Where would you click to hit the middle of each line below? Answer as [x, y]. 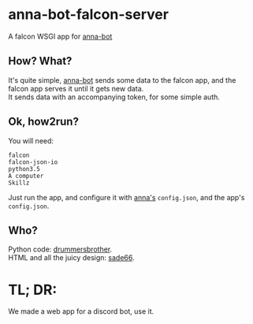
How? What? [40, 61]
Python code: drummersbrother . [60, 249]
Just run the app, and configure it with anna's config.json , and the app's [126, 197]
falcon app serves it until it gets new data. [76, 88]
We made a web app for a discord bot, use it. [81, 311]
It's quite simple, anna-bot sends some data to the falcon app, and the [122, 80]
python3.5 [24, 169]
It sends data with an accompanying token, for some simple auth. [114, 97]
